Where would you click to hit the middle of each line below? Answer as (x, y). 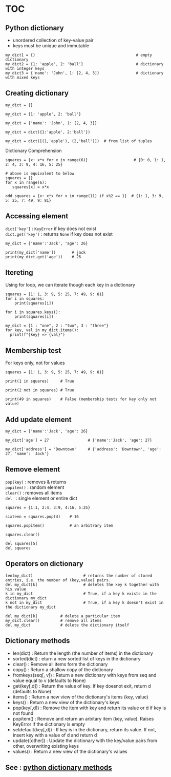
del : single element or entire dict (41, 498)
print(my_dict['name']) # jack (46, 252)
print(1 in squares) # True (40, 381)
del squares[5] (22, 543)
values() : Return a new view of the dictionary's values (70, 751)
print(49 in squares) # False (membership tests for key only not (81, 399)
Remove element (33, 470)
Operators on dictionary (44, 564)
